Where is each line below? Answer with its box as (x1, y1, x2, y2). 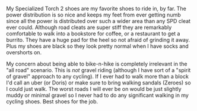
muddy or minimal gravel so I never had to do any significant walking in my (6, 92, 189, 99)
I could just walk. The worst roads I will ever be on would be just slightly (6, 86, 182, 92)
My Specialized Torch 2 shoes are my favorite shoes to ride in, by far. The (6, 5, 187, 12)
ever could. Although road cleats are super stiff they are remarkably (6, 24, 172, 31)
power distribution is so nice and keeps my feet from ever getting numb (6, 11, 181, 18)
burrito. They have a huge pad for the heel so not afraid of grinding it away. (6, 37, 190, 43)
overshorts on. (6, 49, 42, 56)
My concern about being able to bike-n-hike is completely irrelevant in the (6, 60, 188, 67)
